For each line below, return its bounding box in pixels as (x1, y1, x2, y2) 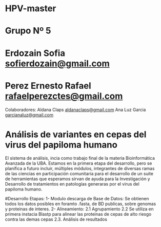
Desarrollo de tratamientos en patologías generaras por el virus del (5, 181, 140, 187)
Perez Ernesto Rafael (5, 80, 91, 91)
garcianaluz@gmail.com (5, 112, 54, 117)
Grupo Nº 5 (5, 25, 51, 37)
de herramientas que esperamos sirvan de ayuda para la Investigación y (5, 176, 150, 182)
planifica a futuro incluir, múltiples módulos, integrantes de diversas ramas (5, 166, 155, 171)
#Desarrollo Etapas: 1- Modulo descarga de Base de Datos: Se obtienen (5, 196, 149, 202)
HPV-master (5, 3, 57, 14)
